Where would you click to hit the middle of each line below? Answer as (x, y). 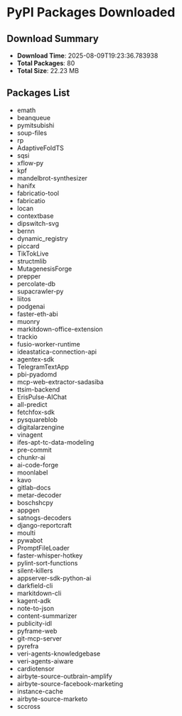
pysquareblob (37, 419)
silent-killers (35, 570)
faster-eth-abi (37, 314)
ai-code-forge (38, 465)
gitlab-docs (34, 487)
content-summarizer (47, 616)
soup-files (32, 133)
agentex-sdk (36, 359)
